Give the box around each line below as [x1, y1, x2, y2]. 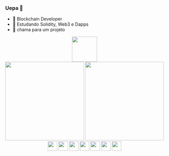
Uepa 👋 [5, 5, 24, 12]
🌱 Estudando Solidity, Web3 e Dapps [12, 21, 89, 27]
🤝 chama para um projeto [12, 27, 65, 33]
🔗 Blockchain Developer [12, 16, 62, 22]
